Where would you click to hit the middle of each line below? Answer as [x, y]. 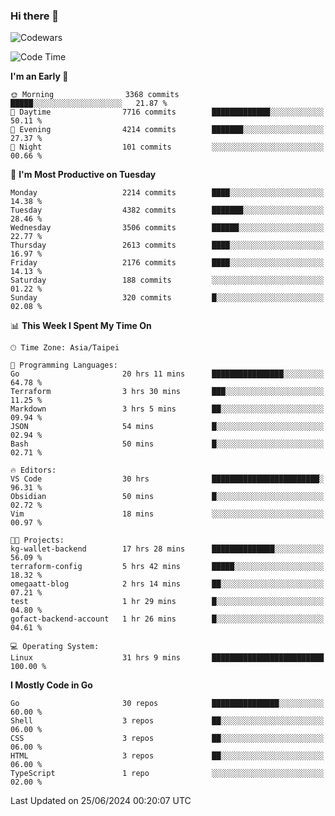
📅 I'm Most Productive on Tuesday [83, 175]
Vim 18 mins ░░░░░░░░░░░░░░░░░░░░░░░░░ [167, 514]
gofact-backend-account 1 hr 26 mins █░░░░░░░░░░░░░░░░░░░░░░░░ [167, 619]
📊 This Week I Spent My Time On [81, 326]
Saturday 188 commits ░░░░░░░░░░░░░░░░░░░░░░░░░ [167, 280]
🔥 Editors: [33, 470]
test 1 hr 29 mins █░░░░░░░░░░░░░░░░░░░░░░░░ [167, 602]
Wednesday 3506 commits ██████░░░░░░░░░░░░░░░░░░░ [167, 228]
